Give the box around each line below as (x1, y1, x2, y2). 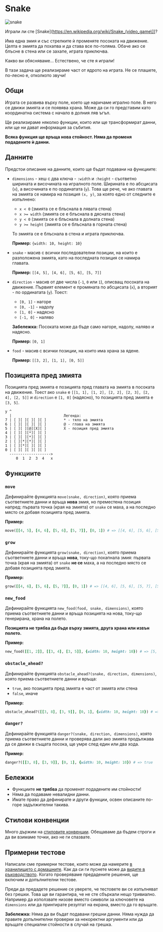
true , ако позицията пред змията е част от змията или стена (12, 685, 138, 691)
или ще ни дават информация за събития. (5, 124, 92, 130)
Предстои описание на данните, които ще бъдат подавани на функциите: (5, 166, 157, 172)
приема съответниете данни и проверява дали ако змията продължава (5, 736, 154, 741)
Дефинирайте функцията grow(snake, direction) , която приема (5, 549, 137, 556)
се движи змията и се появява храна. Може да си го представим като (5, 104, 151, 110)
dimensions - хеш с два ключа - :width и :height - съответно (12, 175, 137, 181)
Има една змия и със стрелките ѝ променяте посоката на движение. (5, 38, 149, 44)
